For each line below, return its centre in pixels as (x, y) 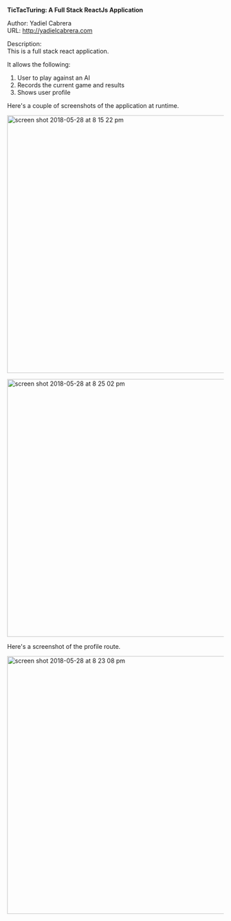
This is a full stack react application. (58, 51)
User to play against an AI (54, 78)
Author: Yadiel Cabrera (40, 23)
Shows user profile (44, 92)
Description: (24, 44)
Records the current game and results (71, 85)
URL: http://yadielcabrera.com (50, 31)
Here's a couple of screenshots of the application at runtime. (93, 106)
